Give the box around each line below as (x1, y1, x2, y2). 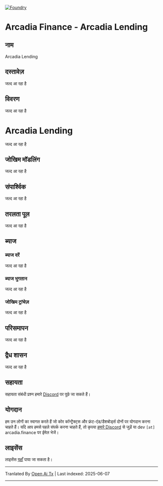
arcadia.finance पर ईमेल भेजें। (5, 429, 59, 435)
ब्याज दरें (5, 252, 20, 259)
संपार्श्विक (5, 182, 26, 191)
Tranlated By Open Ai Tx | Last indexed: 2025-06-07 (5, 471, 110, 477)
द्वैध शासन (5, 351, 27, 359)
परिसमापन (5, 324, 28, 332)
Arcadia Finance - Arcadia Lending (5, 22, 148, 32)
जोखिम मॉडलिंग (5, 155, 40, 163)
